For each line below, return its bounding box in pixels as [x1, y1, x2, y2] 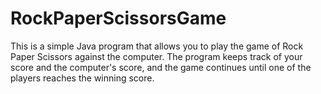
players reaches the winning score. [10, 72, 155, 84]
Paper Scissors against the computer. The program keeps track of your [10, 50, 303, 62]
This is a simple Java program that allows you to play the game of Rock [10, 40, 304, 52]
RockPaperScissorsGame [10, 7, 227, 30]
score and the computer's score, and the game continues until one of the [10, 61, 312, 73]
